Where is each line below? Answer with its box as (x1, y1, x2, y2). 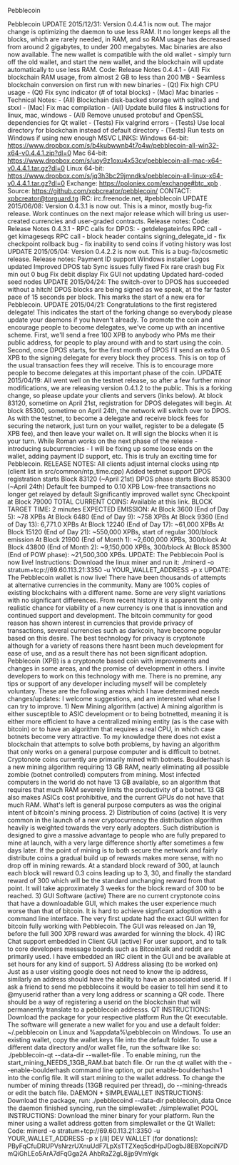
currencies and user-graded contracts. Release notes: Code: (31, 217, 210, 225)
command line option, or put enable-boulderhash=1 (71, 1066, 223, 1074)
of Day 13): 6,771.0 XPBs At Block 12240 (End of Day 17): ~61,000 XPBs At (7, 520, 225, 529)
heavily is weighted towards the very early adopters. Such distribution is (7, 823, 220, 832)
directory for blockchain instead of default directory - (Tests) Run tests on (7, 126, 225, 134)
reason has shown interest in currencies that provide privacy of (7, 619, 194, 627)
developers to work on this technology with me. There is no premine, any (7, 672, 223, 680)
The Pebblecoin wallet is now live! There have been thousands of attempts (7, 574, 227, 581)
